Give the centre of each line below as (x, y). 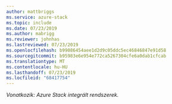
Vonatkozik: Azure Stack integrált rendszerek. (62, 95)
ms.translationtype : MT (36, 61)
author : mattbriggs (30, 12)
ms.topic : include (29, 23)
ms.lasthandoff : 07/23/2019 (41, 73)
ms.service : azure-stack (37, 17)
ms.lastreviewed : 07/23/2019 (42, 45)
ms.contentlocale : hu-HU (37, 67)
